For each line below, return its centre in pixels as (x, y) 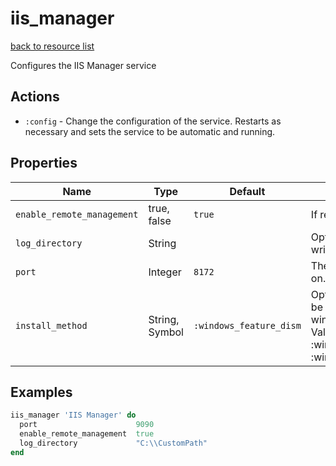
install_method (51, 325)
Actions (35, 97)
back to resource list (52, 46)
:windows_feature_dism (247, 325)
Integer (165, 272)
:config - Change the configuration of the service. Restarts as (153, 121)
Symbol (166, 332)
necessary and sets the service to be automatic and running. (150, 131)
